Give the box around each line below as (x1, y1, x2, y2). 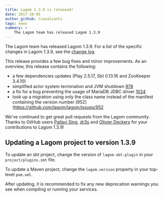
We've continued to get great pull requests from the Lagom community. (5, 114, 150, 119)
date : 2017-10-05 (5, 12, 41, 17)
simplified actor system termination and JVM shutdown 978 (12, 84, 133, 89)
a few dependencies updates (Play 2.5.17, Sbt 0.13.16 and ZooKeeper (12, 73, 151, 79)
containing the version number (12, 99, 75, 105)
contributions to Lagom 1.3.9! (5, 124, 64, 130)
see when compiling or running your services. (5, 186, 98, 192)
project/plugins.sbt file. (5, 157, 56, 163)
